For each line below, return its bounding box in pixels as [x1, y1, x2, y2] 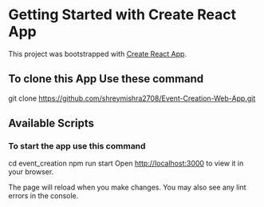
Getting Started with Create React [8, 6, 237, 24]
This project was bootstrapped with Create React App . [8, 49, 187, 58]
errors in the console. [8, 191, 79, 201]
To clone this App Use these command [8, 72, 204, 86]
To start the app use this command [8, 141, 146, 152]
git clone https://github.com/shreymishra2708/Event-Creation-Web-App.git [8, 94, 256, 103]
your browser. [8, 167, 54, 177]
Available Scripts [8, 117, 94, 130]
